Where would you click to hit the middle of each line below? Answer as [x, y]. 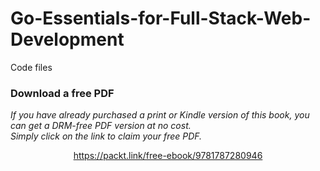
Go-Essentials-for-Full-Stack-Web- [161, 18]
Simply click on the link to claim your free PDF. [106, 136]
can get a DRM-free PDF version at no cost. [101, 126]
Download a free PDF [62, 93]
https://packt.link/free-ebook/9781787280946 [168, 156]
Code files [31, 67]
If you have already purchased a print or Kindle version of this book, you [160, 115]
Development [67, 39]
